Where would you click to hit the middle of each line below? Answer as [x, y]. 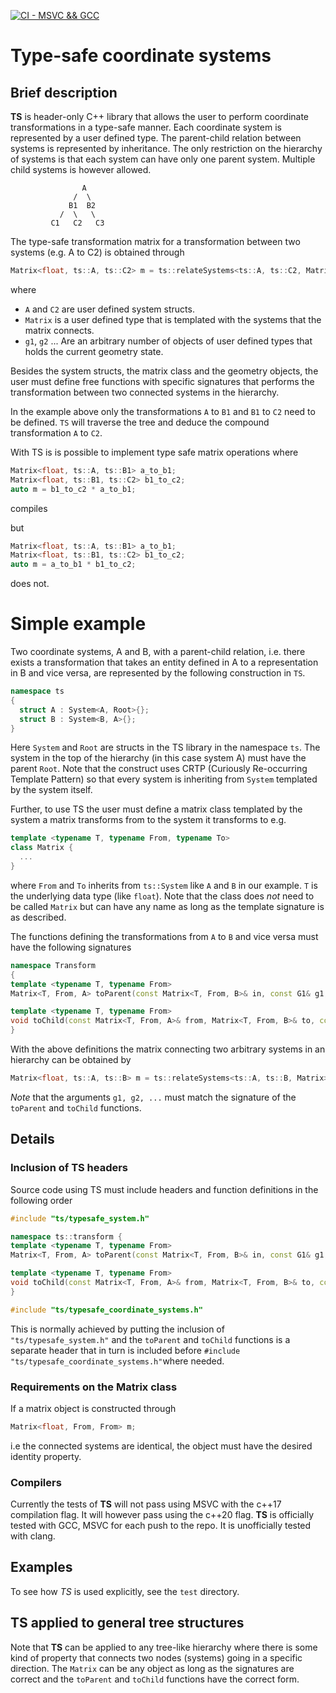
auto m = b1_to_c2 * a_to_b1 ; [73, 489]
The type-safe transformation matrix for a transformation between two [155, 241]
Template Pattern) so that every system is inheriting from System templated [164, 779]
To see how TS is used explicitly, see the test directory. [125, 1591]
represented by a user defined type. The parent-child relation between [156, 138]
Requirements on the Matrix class [94, 1387]
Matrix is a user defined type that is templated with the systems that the [173, 319]
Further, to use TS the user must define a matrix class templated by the [156, 809]
